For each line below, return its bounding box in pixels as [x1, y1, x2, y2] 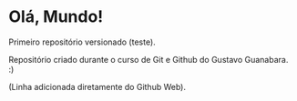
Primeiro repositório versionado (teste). [8, 36, 156, 47]
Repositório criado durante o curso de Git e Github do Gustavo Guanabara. [8, 54, 289, 65]
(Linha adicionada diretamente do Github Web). [8, 81, 186, 92]
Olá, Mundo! [8, 6, 104, 27]
